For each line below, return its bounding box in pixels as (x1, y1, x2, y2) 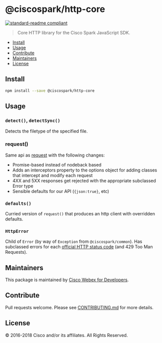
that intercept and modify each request (12, 172, 93, 178)
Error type (12, 183, 33, 189)
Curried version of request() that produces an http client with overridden (5, 210, 156, 216)
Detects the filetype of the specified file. (5, 128, 88, 134)
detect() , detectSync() (5, 117, 61, 124)
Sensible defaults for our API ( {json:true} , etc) (12, 188, 110, 194)
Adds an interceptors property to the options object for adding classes (12, 167, 158, 173)
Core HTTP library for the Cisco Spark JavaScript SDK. (17, 29, 131, 35)
